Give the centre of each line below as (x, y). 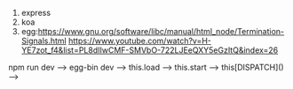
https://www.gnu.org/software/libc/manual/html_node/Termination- (161, 31)
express (36, 13)
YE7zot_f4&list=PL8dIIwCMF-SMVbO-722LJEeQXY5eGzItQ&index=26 (150, 50)
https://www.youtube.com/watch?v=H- (140, 41)
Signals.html (44, 41)
